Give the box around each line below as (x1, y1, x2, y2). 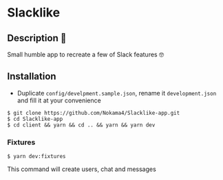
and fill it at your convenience (17, 96, 101, 104)
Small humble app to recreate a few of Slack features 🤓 (7, 50, 164, 58)
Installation (7, 71, 56, 82)
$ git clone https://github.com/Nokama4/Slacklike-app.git (7, 109, 180, 116)
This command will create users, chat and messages (7, 165, 156, 173)
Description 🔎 (7, 32, 67, 44)
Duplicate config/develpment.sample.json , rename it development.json (17, 89, 217, 97)
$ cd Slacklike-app (7, 115, 63, 122)
